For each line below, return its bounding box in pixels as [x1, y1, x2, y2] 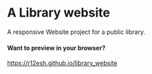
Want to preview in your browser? [7, 44, 106, 52]
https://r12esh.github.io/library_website [7, 59, 118, 67]
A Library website [7, 5, 110, 21]
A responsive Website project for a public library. [7, 28, 146, 36]
